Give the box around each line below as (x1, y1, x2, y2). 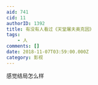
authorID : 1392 (6, 20, 45, 26)
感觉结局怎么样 (6, 72, 44, 79)
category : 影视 (6, 54, 43, 61)
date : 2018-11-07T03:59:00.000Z (6, 49, 89, 55)
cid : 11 (6, 15, 26, 21)
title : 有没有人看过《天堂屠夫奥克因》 (6, 26, 94, 32)
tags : (6, 32, 20, 38)
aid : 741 (6, 9, 29, 15)
